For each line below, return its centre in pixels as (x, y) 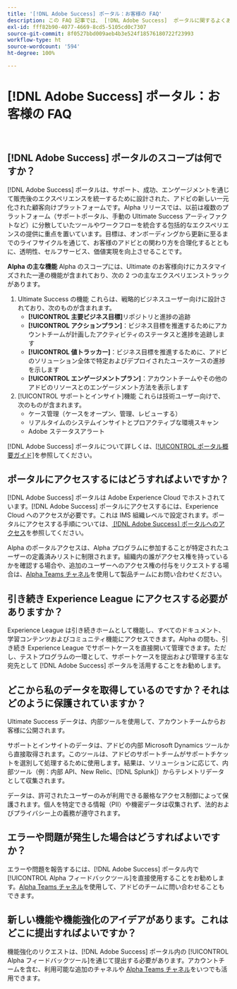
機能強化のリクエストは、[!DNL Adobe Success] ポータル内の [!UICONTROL (118, 951)
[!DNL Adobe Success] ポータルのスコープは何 (110, 158)
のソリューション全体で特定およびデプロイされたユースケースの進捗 (127, 360)
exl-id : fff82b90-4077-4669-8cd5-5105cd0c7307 (77, 27)
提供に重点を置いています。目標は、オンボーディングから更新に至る (124, 233)
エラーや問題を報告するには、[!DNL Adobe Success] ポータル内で (103, 869)
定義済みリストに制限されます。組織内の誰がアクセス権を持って (124, 557)
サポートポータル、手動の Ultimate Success (120, 216)
